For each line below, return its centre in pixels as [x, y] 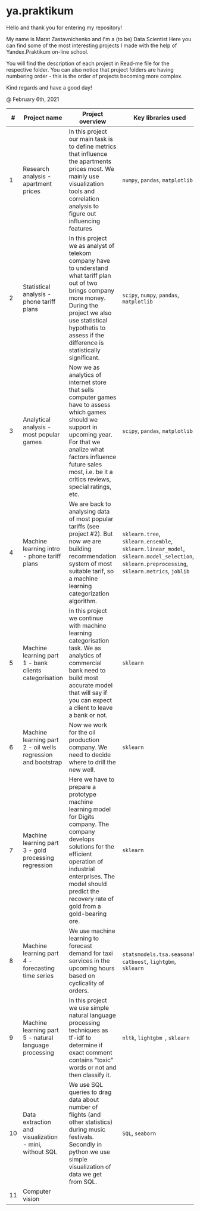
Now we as [84, 367]
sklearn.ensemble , [148, 541]
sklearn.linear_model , [154, 549]
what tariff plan [90, 275]
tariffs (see [84, 526]
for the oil [82, 732]
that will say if [88, 693]
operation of [86, 861]
